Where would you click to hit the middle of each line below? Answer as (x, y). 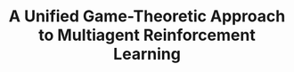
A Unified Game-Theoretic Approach (147, 16)
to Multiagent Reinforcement (147, 35)
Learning (147, 54)
